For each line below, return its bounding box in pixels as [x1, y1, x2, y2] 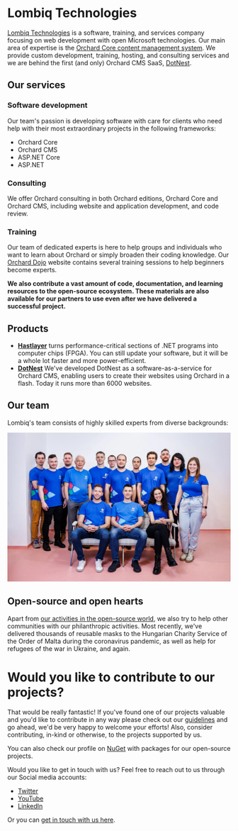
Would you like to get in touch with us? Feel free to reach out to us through [7, 765, 225, 774]
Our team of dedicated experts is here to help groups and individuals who [7, 243, 222, 252]
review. [7, 209, 28, 218]
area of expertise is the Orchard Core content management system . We [7, 43, 216, 52]
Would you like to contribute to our [7, 669, 215, 685]
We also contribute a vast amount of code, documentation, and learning [7, 279, 223, 288]
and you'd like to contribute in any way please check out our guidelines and [7, 715, 228, 724]
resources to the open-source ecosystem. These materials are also [7, 287, 209, 296]
